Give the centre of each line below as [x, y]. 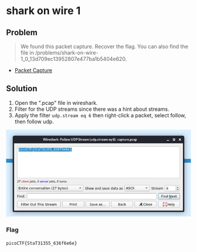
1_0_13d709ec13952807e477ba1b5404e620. [74, 59]
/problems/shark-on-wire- [67, 53]
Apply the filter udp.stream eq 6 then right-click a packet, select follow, [100, 115]
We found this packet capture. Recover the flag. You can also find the [104, 46]
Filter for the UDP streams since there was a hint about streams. [92, 109]
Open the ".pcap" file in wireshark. [56, 103]
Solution [22, 89]
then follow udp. [34, 121]
